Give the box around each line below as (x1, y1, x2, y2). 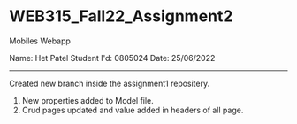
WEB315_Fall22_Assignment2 (9, 6, 233, 27)
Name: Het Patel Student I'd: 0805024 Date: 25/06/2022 (9, 52, 216, 63)
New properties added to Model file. (21, 95, 155, 105)
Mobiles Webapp (9, 35, 71, 46)
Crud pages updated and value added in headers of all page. (21, 105, 244, 115)
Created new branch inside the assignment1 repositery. (9, 78, 210, 89)
